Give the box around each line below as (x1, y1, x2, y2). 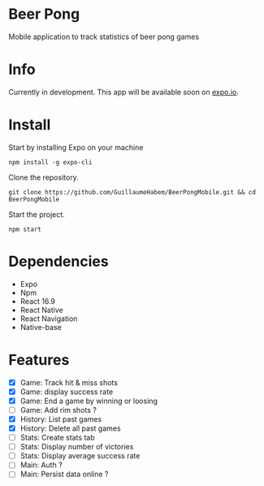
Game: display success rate (19, 387, 114, 397)
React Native (19, 305, 63, 315)
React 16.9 (19, 296, 55, 306)
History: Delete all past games (19, 423, 121, 433)
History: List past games (19, 414, 102, 423)
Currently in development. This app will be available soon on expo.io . (8, 87, 240, 97)
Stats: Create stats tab (19, 432, 95, 443)
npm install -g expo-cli (8, 158, 93, 167)
